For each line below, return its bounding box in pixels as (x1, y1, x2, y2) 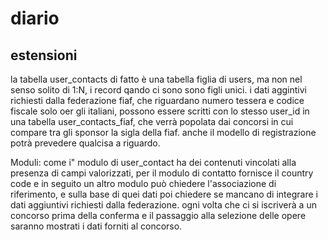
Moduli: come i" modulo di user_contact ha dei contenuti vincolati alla (10, 157, 297, 168)
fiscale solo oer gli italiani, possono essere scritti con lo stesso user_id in (10, 105, 310, 117)
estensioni (10, 47, 78, 64)
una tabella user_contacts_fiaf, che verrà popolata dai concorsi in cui (10, 116, 294, 127)
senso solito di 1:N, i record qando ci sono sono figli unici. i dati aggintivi (10, 84, 307, 96)
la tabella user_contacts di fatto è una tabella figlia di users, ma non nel (10, 73, 303, 85)
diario (10, 7, 60, 30)
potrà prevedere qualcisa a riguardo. (10, 137, 161, 149)
